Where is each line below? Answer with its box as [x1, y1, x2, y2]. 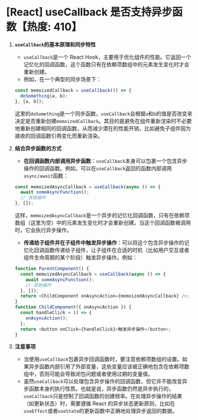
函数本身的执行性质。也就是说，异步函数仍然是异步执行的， [28, 385, 174, 392]
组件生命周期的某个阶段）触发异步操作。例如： [23, 254, 138, 261]
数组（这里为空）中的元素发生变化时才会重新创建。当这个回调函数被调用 [14, 219, 191, 227]
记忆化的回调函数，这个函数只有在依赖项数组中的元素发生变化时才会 [23, 60, 190, 68]
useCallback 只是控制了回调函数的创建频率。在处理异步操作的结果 [23, 393, 183, 400]
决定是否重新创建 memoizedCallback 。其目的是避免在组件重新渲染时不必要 [14, 117, 192, 124]
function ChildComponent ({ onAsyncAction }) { [14, 304, 132, 311]
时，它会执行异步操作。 [14, 227, 72, 234]
